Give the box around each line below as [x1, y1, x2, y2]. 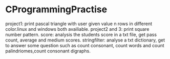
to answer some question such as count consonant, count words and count [5, 42, 165, 48]
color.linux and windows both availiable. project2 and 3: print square [5, 26, 150, 32]
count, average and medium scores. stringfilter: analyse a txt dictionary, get [5, 37, 165, 43]
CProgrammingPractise [5, 4, 108, 15]
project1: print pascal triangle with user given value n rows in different [5, 21, 153, 27]
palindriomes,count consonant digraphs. [5, 48, 91, 54]
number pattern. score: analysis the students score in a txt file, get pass [5, 31, 157, 37]
